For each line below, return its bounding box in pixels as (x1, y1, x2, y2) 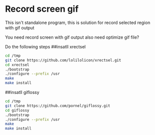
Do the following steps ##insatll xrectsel (5, 44, 86, 49)
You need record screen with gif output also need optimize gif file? (5, 34, 139, 40)
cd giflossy (5, 108, 29, 113)
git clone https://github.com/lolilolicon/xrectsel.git (5, 58, 121, 63)
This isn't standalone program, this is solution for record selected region (5, 20, 151, 25)
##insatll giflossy (5, 90, 40, 95)
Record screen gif (5, 3, 79, 15)
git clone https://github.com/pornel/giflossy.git (5, 103, 111, 108)
